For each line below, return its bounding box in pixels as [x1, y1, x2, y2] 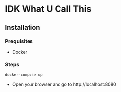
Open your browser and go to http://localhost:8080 [12, 81, 117, 87]
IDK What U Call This [5, 3, 91, 15]
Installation [5, 23, 40, 31]
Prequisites [5, 38, 33, 45]
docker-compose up [5, 72, 43, 77]
